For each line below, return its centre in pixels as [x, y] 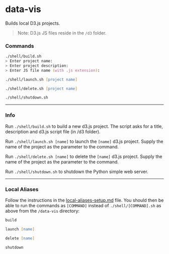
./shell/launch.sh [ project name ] [41, 79]
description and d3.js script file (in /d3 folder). [53, 131]
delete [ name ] [20, 238]
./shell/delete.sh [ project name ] [41, 89]
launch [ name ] [20, 229]
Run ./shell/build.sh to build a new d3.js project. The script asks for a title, [84, 126]
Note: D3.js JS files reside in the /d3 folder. [62, 33]
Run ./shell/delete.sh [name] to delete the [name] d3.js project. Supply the [84, 156]
